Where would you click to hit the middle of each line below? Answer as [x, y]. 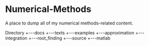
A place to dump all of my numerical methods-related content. [69, 23]
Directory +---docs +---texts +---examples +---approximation [70, 32]
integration [16, 38]
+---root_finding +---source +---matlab [69, 38]
